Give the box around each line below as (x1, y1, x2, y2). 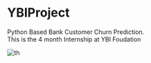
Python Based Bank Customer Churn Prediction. (7, 28, 145, 36)
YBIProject (7, 5, 70, 21)
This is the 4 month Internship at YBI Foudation (7, 35, 141, 43)
